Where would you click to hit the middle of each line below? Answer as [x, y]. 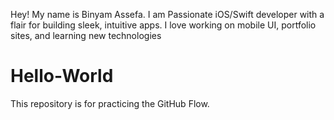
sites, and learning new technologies [86, 35]
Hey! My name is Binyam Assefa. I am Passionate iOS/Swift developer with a [167, 14]
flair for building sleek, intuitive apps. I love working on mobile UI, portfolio [163, 25]
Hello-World [62, 76]
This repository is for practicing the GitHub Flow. [110, 103]
